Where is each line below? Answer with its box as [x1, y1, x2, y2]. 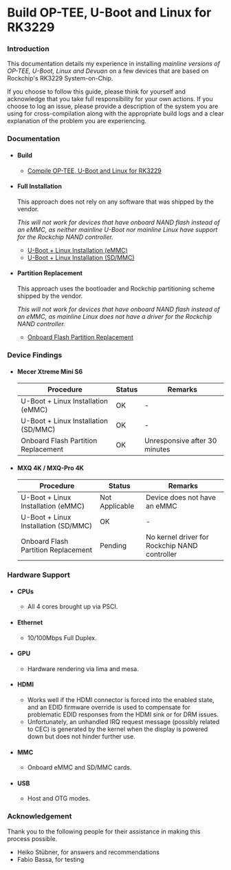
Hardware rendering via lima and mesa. [27, 664, 139, 672]
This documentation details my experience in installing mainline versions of [7, 60, 220, 68]
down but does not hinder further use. [27, 732, 135, 741]
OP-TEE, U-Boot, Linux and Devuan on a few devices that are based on [7, 67, 209, 75]
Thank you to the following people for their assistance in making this [7, 827, 201, 836]
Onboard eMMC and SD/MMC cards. [27, 763, 132, 772]
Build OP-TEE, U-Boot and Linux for [7, 5, 212, 21]
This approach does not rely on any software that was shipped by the [16, 198, 214, 206]
